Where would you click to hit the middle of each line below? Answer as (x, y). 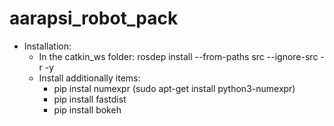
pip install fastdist (90, 99)
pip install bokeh (87, 109)
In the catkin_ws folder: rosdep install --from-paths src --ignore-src (178, 56)
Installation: (47, 46)
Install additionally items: (89, 78)
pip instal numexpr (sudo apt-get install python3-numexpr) (174, 88)
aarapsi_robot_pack (94, 18)
